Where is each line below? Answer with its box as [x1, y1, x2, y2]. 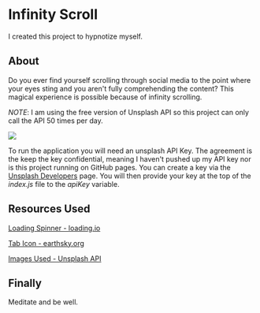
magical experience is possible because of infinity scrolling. [8, 92, 202, 102]
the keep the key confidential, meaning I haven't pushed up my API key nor [8, 154, 252, 163]
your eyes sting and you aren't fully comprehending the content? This [8, 84, 234, 93]
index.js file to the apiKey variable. [8, 179, 120, 188]
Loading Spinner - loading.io [8, 223, 101, 233]
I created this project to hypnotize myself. [8, 32, 143, 41]
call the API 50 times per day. [8, 116, 104, 125]
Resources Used [8, 203, 91, 216]
